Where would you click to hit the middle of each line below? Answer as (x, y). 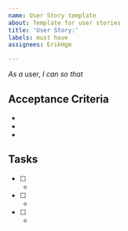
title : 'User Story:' (44, 30)
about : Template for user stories (65, 23)
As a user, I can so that (46, 74)
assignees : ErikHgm (40, 45)
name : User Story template (52, 15)
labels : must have (38, 37)
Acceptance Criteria (59, 99)
